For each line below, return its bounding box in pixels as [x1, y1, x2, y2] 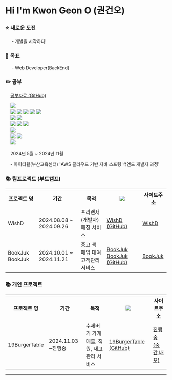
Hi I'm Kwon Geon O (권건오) [5, 5, 125, 16]
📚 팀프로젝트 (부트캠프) [5, 175, 61, 182]
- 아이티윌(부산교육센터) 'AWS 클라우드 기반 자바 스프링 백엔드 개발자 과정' [10, 161, 160, 167]
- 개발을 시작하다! [11, 38, 47, 45]
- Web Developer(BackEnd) [11, 65, 70, 71]
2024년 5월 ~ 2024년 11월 [10, 151, 64, 157]
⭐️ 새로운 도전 [5, 24, 36, 31]
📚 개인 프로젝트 [5, 281, 42, 288]
